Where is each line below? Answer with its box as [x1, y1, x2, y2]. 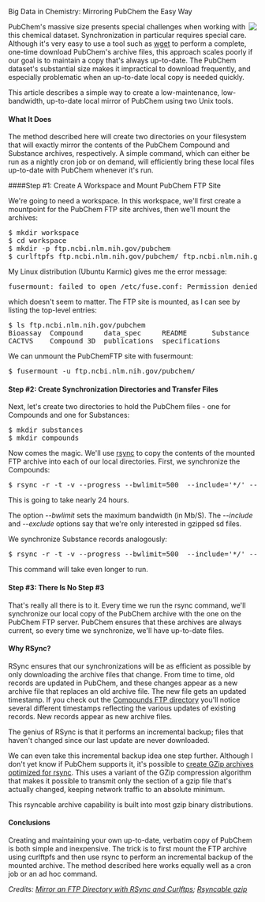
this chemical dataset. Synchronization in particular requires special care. [8, 31, 247, 40]
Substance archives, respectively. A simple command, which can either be [8, 149, 250, 158]
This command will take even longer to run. [8, 565, 148, 574]
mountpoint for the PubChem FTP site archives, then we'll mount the [8, 205, 231, 214]
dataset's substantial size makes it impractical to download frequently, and [8, 64, 251, 74]
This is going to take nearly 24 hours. [8, 495, 129, 505]
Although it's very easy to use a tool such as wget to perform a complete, [8, 39, 247, 48]
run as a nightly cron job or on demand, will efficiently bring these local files [8, 157, 255, 167]
